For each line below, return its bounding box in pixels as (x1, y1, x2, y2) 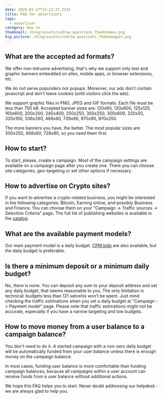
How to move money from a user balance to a (5, 323, 145, 331)
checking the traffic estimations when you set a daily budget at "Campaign (5, 298, 155, 304)
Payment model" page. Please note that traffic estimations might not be (9, 303, 152, 309)
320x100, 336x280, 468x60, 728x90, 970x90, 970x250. (5, 115, 118, 121)
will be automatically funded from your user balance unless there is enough (5, 348, 157, 354)
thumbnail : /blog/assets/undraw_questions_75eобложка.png (5, 30, 125, 35)
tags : (5, 16, 16, 21)
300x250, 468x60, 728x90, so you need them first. (5, 130, 108, 136)
